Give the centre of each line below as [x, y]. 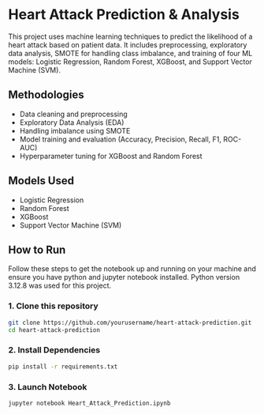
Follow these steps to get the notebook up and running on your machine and [132, 269]
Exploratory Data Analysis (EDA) [72, 122]
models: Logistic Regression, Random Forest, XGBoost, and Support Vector [130, 62]
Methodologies [46, 95]
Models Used [41, 181]
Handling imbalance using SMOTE [75, 130]
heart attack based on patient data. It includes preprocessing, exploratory [128, 44]
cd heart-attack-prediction [54, 330]
